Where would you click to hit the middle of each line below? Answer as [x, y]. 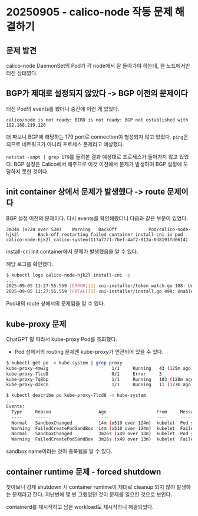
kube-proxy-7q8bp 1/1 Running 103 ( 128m [95, 379]
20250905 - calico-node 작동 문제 [89, 12]
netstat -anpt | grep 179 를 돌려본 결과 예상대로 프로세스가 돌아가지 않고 [92, 156]
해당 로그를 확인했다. [30, 264]
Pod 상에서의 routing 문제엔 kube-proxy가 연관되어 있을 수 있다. [89, 351]
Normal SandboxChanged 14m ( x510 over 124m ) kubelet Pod [100, 423]
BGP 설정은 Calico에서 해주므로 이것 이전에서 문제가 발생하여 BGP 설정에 [98, 164]
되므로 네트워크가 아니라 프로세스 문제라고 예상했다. [65, 144]
